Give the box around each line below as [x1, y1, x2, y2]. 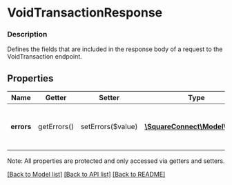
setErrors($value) [80, 122, 138, 132]
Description [7, 30, 48, 39]
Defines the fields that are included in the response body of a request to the [7, 45, 223, 53]
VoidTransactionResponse [7, 5, 163, 21]
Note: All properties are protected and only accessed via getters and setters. [7, 157, 226, 165]
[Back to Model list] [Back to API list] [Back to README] [7, 171, 166, 179]
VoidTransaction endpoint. [7, 52, 83, 61]
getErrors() [37, 122, 75, 132]
